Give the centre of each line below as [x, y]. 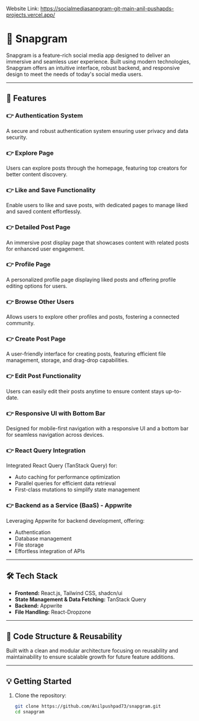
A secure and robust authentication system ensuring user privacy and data [97, 131]
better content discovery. [37, 174]
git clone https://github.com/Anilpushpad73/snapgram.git [88, 706]
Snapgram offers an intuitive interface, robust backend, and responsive [93, 68]
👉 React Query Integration [46, 450]
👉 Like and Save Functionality [51, 190]
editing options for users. [37, 286]
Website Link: [23, 9]
